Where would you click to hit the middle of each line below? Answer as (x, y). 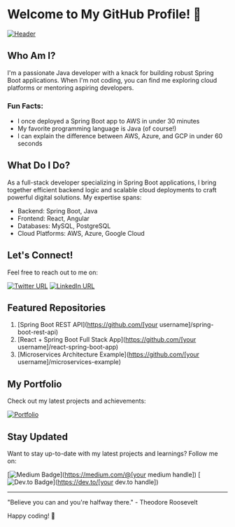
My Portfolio (35, 384)
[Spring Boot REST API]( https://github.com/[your (87, 325)
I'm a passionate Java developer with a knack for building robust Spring (111, 72)
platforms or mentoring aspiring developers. (71, 88)
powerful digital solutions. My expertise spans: (74, 197)
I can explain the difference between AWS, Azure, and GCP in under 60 (120, 136)
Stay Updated (38, 437)
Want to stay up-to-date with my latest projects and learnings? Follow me (113, 454)
